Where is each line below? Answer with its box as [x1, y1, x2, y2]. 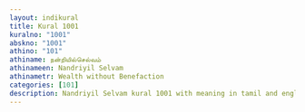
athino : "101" [9, 47, 64, 56]
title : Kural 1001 [9, 22, 79, 31]
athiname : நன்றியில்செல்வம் [9, 55, 102, 64]
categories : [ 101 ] [9, 80, 79, 89]
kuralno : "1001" [9, 30, 71, 39]
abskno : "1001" [9, 38, 67, 48]
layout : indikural [9, 13, 79, 23]
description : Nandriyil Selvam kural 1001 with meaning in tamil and [9, 89, 279, 98]
